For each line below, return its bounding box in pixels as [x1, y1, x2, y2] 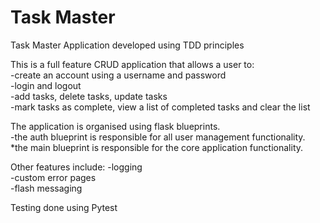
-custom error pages [10, 171, 97, 183]
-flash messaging [10, 182, 83, 194]
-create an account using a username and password [10, 69, 227, 81]
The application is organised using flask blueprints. [10, 120, 221, 132]
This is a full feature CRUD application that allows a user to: [10, 58, 255, 70]
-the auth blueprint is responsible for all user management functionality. [10, 131, 306, 143]
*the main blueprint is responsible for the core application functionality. [10, 141, 304, 153]
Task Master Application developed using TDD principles [10, 39, 245, 51]
